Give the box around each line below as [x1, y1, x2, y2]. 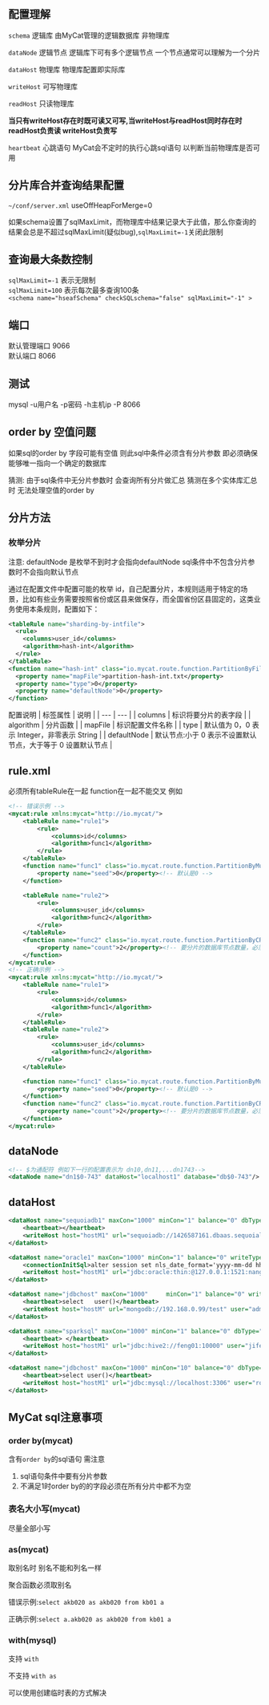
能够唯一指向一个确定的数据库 [8, 458, 106, 468]
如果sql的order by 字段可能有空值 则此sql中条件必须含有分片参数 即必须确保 [8, 448, 259, 457]
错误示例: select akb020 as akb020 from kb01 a [8, 1597, 164, 1606]
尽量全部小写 [8, 1523, 50, 1532]
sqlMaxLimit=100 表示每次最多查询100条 [8, 286, 139, 295]
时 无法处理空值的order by [8, 485, 94, 495]
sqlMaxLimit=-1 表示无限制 [8, 275, 96, 285]
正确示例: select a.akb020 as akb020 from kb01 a [8, 1614, 171, 1623]
